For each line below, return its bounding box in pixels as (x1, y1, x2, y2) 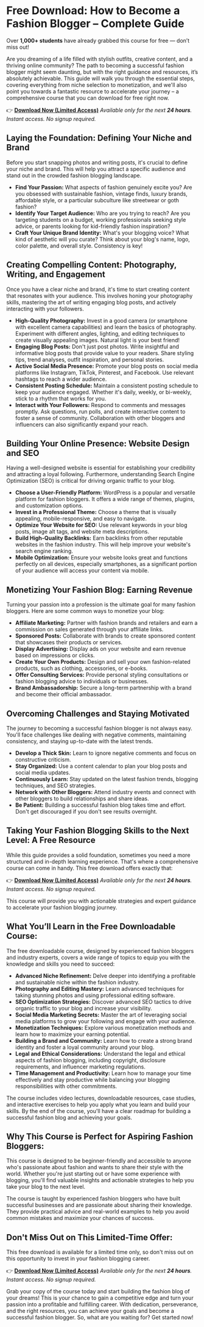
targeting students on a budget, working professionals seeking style (15, 216, 186, 223)
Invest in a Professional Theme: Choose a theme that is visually (15, 509, 177, 516)
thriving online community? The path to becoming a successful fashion (6, 62, 185, 69)
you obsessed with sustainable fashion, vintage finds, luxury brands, (15, 190, 188, 197)
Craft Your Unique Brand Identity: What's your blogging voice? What (15, 229, 189, 236)
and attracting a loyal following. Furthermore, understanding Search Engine (6, 471, 195, 478)
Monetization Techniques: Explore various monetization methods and (15, 1024, 192, 1031)
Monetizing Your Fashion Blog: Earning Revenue (6, 584, 193, 595)
